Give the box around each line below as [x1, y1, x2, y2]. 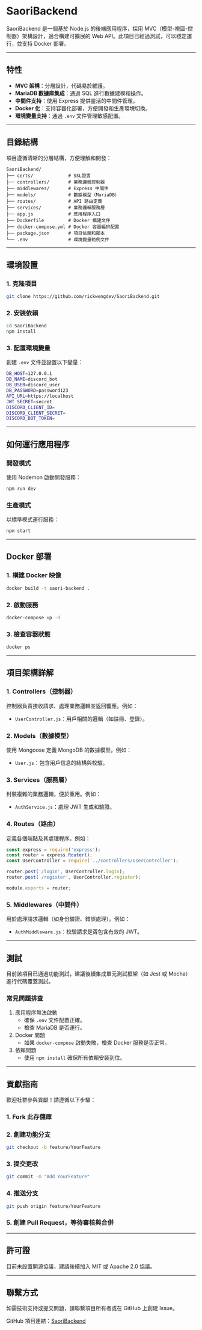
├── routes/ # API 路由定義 [6, 198, 103, 204]
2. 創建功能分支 [6, 1130, 51, 1139]
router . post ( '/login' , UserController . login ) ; [6, 868, 125, 875]
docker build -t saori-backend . [6, 585, 90, 591]
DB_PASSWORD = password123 [6, 388, 69, 394]
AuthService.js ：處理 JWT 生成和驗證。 [14, 803, 115, 811]
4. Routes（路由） [6, 820, 60, 828]
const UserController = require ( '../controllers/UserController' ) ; [6, 858, 179, 864]
